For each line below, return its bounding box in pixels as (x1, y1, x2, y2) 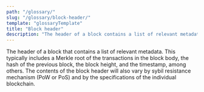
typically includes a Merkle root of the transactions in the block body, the (6, 54, 189, 62)
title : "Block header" (6, 25, 64, 32)
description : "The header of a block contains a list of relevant (6, 31, 178, 38)
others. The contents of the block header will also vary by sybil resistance (6, 67, 191, 74)
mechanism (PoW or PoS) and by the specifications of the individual (6, 74, 177, 81)
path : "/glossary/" (6, 8, 56, 15)
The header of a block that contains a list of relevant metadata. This (6, 48, 176, 55)
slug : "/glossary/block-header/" (6, 15, 91, 21)
